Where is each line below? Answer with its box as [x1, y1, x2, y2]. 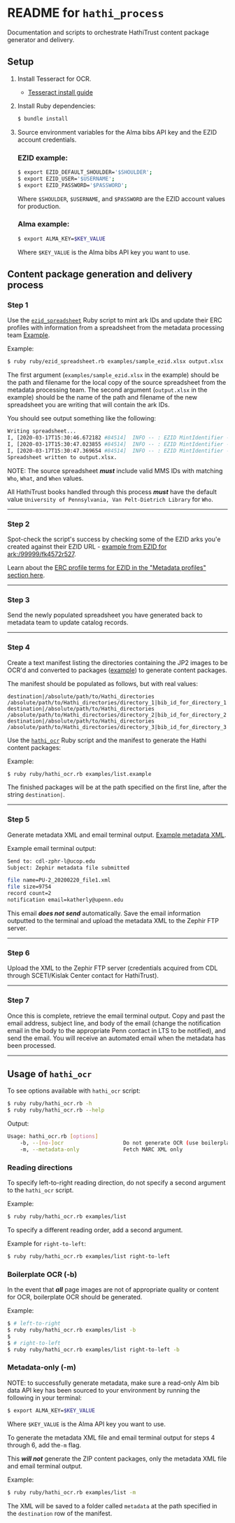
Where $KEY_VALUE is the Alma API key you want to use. [7, 1419, 166, 1428]
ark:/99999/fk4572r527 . [7, 549, 76, 558]
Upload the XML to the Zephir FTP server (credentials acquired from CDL [7, 964, 218, 972]
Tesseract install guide [27, 88, 93, 96]
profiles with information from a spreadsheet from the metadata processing [7, 324, 225, 332]
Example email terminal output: [7, 844, 97, 852]
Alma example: [17, 219, 70, 229]
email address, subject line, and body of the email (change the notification [7, 1018, 221, 1027]
